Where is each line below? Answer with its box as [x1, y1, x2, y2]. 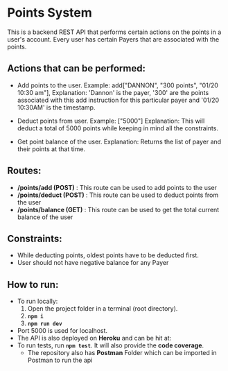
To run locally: [17, 297, 58, 306]
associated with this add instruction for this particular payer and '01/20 [17, 96, 220, 104]
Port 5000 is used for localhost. [17, 327, 108, 335]
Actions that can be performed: [7, 62, 146, 74]
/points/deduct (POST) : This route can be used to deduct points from [17, 191, 219, 199]
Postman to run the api [27, 356, 93, 365]
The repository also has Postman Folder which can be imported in [27, 349, 217, 357]
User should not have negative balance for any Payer [17, 259, 169, 267]
